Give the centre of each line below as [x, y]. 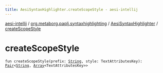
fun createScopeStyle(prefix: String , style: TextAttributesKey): [74, 61]
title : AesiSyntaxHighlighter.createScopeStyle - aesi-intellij [72, 9]
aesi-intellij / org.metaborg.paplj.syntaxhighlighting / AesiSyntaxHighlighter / [81, 23]
